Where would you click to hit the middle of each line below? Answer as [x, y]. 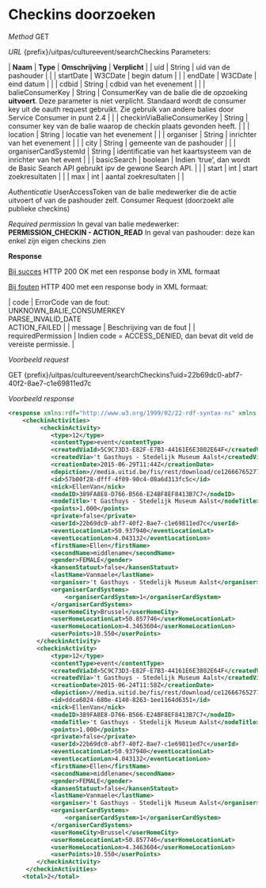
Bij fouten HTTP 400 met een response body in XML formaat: [108, 287]
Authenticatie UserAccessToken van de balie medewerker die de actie [123, 192]
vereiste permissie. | [42, 344]
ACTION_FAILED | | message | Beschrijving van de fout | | [102, 327]
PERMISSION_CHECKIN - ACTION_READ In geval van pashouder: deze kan [132, 232]
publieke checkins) [39, 208]
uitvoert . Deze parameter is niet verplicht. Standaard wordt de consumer [127, 101]
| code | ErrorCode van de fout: [59, 302]
